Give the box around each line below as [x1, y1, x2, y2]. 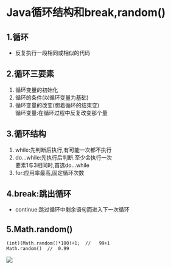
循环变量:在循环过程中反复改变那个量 [15, 109, 108, 116]
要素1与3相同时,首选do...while [15, 161, 89, 169]
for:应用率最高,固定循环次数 [15, 169, 85, 176]
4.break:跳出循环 [6, 189, 71, 199]
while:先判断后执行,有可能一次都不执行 [15, 146, 112, 153]
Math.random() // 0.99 [6, 246, 69, 252]
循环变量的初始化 [15, 86, 58, 94]
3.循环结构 [6, 129, 47, 139]
